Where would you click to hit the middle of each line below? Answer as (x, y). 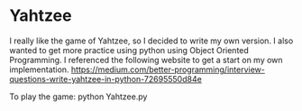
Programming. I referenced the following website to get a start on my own (146, 60)
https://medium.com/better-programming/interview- (168, 69)
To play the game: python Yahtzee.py (78, 97)
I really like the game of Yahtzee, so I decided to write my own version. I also (151, 41)
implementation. (39, 69)
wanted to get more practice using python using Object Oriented (129, 50)
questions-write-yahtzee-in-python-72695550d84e (106, 79)
